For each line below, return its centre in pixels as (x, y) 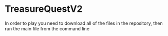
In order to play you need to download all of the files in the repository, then (84, 23)
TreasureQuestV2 (44, 9)
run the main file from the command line (47, 28)
